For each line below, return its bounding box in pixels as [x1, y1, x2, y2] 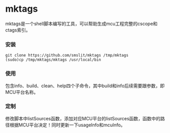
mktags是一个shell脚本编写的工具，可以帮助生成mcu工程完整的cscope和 [5, 20, 158, 26]
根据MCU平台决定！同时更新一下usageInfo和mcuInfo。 [9, 122, 126, 128]
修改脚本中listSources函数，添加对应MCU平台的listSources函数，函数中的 [5, 115, 161, 121]
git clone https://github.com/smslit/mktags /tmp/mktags [5, 53, 129, 58]
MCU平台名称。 [5, 89, 39, 95]
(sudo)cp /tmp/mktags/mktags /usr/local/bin [5, 57, 101, 63]
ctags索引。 [5, 26, 31, 33]
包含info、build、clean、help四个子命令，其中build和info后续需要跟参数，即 [5, 83, 165, 89]
